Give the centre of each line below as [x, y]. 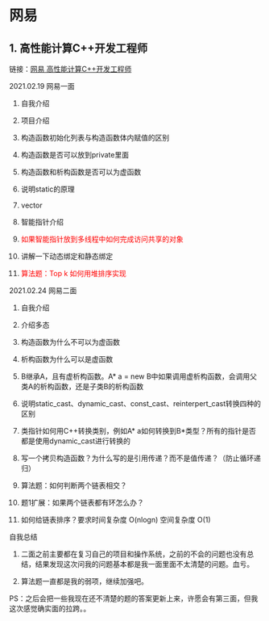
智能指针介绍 [42, 222]
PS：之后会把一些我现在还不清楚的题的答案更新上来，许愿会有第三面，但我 [134, 598]
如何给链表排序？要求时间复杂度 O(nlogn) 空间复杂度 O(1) [116, 520]
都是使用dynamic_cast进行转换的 [76, 441]
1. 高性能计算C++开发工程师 [79, 48]
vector [31, 205]
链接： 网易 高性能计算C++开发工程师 [70, 69]
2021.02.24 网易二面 [43, 290]
